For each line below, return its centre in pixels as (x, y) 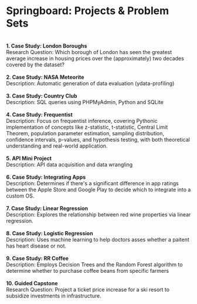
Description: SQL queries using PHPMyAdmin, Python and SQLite (85, 102)
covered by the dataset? (35, 64)
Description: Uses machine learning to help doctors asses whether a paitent (98, 239)
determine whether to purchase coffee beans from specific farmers (87, 270)
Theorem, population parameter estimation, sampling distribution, (85, 133)
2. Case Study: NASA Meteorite (45, 77)
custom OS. (20, 196)
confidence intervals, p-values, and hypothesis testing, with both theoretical (98, 139)
